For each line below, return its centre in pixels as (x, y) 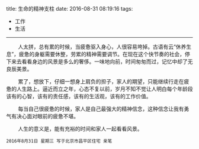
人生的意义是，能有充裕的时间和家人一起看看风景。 (80, 129)
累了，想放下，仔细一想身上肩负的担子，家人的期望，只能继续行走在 (101, 81)
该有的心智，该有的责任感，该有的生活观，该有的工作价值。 (79, 96)
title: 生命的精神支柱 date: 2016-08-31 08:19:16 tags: (70, 9)
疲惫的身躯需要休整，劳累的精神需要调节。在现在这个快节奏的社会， (102, 54)
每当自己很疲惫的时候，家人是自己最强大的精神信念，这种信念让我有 (101, 109)
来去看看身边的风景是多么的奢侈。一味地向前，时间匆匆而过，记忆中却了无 (102, 61)
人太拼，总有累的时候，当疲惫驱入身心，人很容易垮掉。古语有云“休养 (102, 47)
